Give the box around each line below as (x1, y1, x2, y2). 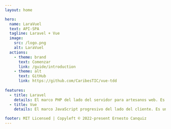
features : (5, 88, 26, 93)
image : (9, 36, 23, 41)
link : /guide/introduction (18, 64, 76, 69)
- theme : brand (14, 55, 46, 60)
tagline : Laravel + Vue (9, 31, 60, 36)
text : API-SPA (9, 26, 39, 31)
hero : (5, 16, 16, 22)
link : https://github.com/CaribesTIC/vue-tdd (18, 79, 117, 84)
